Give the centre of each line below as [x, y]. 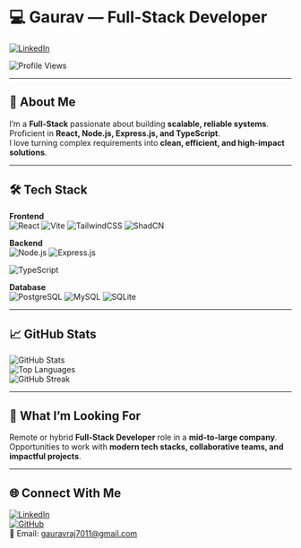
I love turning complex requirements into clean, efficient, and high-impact [147, 142]
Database [28, 287]
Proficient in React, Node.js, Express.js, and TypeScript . [115, 133]
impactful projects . [46, 457]
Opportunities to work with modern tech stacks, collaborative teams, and [146, 447]
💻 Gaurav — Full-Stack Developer [138, 17]
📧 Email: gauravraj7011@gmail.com [73, 533]
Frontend [27, 216]
